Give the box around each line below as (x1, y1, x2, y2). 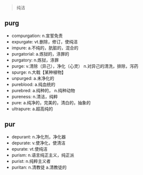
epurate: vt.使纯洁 (11, 146, 48, 152)
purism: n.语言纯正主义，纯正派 (11, 152, 75, 158)
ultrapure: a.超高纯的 (11, 106, 53, 112)
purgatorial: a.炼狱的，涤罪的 (11, 51, 69, 57)
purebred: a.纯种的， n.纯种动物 (11, 87, 76, 93)
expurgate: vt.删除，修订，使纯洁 (11, 39, 78, 44)
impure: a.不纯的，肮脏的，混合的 (11, 45, 79, 51)
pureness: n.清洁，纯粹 (11, 94, 58, 99)
